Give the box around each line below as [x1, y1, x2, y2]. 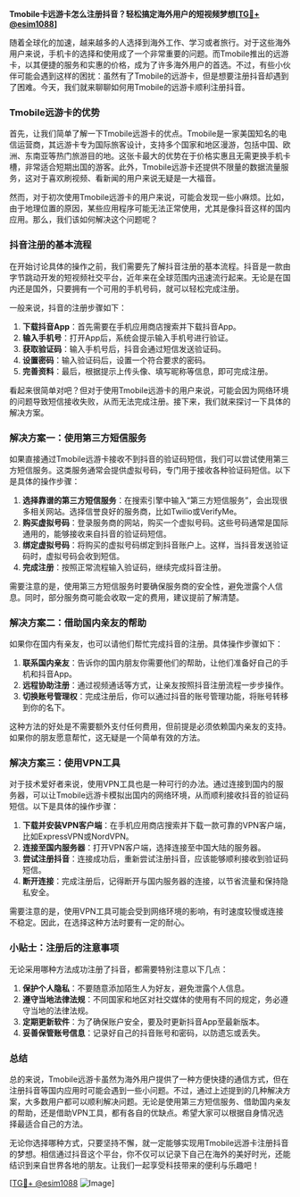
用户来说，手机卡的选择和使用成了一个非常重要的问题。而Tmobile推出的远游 [9, 48, 289, 59]
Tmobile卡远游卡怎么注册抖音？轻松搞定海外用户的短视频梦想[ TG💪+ [9, 9, 261, 19]
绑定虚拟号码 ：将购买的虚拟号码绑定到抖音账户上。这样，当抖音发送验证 [21, 540, 288, 550]
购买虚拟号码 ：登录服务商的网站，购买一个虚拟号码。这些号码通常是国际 [21, 517, 288, 528]
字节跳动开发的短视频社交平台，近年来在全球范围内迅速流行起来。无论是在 [9, 272, 283, 282]
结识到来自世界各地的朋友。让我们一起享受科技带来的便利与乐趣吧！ [9, 1160, 260, 1171]
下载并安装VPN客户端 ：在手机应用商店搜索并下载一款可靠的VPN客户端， [21, 820, 291, 831]
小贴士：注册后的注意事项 [9, 942, 120, 954]
